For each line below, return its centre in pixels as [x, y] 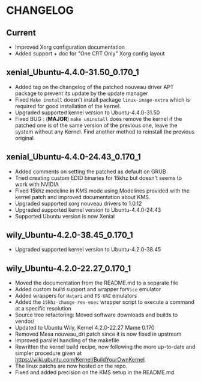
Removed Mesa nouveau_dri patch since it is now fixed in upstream [98, 334]
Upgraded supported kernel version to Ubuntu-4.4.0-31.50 [87, 112]
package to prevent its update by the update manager [81, 93]
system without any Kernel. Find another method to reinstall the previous [105, 131]
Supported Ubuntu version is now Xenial [65, 216]
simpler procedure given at [48, 353]
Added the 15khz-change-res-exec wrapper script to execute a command [105, 302]
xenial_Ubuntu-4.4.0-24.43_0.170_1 [73, 157]
